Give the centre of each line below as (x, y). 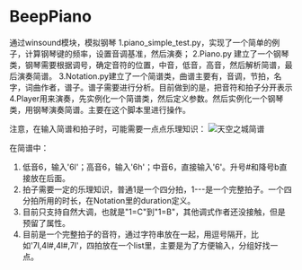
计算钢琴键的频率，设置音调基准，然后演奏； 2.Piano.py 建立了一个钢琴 (157, 53)
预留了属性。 (46, 222)
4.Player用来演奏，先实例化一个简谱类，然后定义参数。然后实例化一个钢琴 (147, 98)
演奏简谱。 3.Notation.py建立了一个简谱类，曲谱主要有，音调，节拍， (145, 76)
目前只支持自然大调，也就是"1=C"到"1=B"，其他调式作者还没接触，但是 (154, 212)
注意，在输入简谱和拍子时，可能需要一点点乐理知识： (108, 128)
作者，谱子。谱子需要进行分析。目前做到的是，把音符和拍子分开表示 (166, 87)
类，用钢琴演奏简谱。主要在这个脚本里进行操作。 (100, 109)
